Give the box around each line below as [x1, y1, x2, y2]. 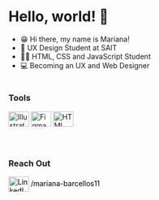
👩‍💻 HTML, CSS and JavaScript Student [19, 51, 152, 61]
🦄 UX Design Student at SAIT [19, 42, 118, 52]
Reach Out [8, 158, 51, 169]
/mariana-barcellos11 [30, 178, 101, 188]
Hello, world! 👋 [8, 7, 110, 26]
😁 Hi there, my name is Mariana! [19, 34, 130, 44]
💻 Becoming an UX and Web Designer [19, 60, 150, 70]
